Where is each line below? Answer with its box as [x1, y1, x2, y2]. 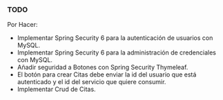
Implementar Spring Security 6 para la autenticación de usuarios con [17, 34, 213, 42]
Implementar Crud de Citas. [17, 85, 96, 94]
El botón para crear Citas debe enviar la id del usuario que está [17, 70, 197, 79]
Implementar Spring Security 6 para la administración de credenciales [17, 48, 216, 57]
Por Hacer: [7, 21, 38, 29]
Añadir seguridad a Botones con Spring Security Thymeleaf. [17, 63, 188, 72]
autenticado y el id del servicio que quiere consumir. [17, 78, 166, 86]
